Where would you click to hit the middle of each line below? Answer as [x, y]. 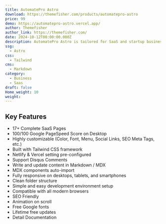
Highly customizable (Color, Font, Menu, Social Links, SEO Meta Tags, [83, 139]
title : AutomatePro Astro [32, 10]
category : [15, 74]
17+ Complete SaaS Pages [39, 128]
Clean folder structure [35, 181]
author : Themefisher [26, 28]
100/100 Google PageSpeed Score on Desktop [60, 134]
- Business [21, 78]
